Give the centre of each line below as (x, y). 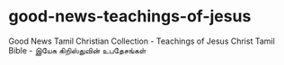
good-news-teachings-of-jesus (130, 16)
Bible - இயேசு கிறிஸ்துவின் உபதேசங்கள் (77, 50)
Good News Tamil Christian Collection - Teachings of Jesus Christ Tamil (142, 41)
